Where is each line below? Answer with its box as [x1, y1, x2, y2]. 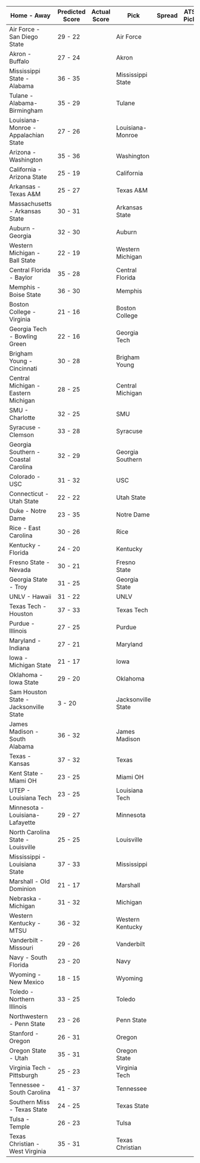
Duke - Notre [9, 507, 46, 515]
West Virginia [9, 1147, 46, 1155]
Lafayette [9, 818, 36, 827]
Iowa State [9, 678, 39, 686]
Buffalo [9, 57, 30, 65]
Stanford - [9, 1029, 39, 1037]
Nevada [9, 566, 31, 574]
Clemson [9, 431, 35, 439]
